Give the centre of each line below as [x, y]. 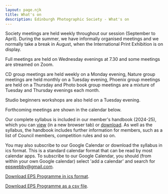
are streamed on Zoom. [29, 65]
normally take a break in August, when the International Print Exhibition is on [84, 44]
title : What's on [23, 15]
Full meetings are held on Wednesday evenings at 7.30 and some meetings [82, 59]
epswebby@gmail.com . [29, 167]
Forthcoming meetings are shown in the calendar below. [63, 110]
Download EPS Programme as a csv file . [47, 186]
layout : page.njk [23, 10]
